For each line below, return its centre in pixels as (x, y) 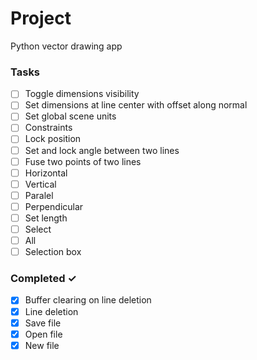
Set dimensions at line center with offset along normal (136, 105)
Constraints (48, 128)
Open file (43, 334)
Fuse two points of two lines (83, 161)
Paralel (39, 195)
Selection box (53, 252)
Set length (46, 218)
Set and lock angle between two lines (102, 150)
